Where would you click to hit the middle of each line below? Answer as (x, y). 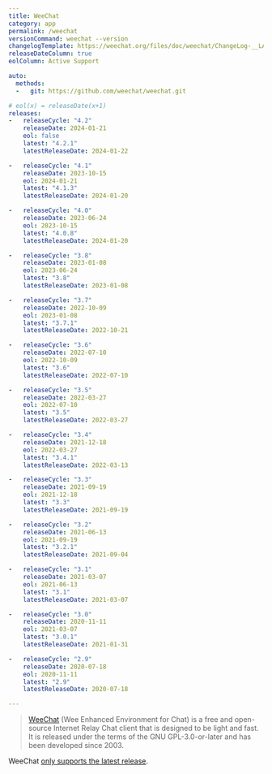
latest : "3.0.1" (51, 637)
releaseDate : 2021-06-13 (65, 532)
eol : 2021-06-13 (51, 584)
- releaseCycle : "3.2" (50, 525)
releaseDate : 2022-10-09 (65, 308)
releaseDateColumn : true (50, 54)
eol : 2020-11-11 (51, 674)
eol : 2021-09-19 (51, 540)
